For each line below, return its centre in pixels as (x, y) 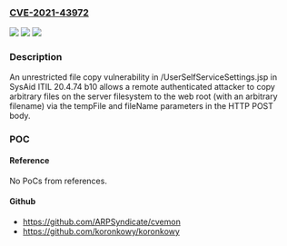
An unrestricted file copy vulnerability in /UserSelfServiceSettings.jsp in (143, 77)
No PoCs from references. (58, 181)
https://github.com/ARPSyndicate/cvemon (102, 221)
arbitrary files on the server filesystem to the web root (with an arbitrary (144, 96)
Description (36, 57)
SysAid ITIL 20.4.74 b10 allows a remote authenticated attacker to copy (142, 86)
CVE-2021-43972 (49, 13)
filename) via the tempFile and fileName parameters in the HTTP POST (142, 105)
